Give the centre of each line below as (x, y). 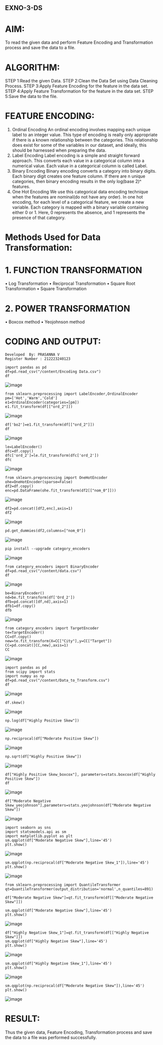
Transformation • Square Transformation (46, 289)
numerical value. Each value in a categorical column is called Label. (80, 166)
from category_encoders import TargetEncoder (52, 629)
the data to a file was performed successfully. (51, 1038)
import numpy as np (25, 676)
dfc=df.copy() (19, 451)
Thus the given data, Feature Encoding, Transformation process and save (79, 1032)
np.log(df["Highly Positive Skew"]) (42, 721)
